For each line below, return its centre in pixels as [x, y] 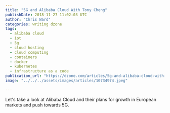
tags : [11, 29]
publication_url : [24, 76]
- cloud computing [29, 52]
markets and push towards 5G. [37, 105]
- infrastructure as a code [39, 71]
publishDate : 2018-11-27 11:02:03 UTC [46, 15]
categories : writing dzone [34, 24]
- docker [19, 62]
